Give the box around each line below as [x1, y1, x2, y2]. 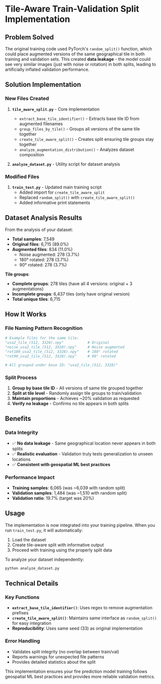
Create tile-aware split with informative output [12, 542, 104, 548]
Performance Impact [5, 474, 55, 481]
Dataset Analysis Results [5, 214, 82, 222]
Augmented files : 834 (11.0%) [12, 246, 73, 252]
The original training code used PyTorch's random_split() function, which [5, 46, 152, 51]
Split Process [5, 374, 37, 381]
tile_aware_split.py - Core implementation [12, 106, 100, 112]
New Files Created [5, 95, 49, 102]
